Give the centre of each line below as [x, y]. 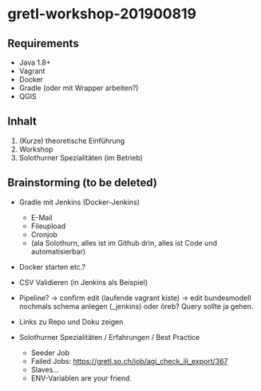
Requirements [43, 43]
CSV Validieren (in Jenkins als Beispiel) [83, 282]
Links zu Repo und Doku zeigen [71, 322]
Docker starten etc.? [52, 267]
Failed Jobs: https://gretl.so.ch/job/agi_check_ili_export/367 [129, 361]
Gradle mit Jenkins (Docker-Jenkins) [79, 202]
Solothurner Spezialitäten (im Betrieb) [81, 157]
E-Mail [42, 217]
